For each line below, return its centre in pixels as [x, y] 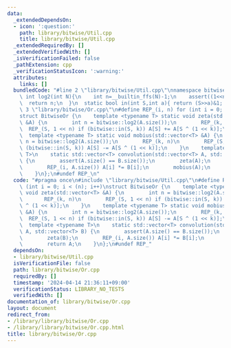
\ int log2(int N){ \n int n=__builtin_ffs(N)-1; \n [98, 97]
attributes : [31, 78]
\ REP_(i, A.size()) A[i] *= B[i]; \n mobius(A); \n [115, 167]
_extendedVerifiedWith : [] [52, 52]
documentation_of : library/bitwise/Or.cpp [69, 302]
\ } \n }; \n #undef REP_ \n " [59, 174]
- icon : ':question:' [44, 26]
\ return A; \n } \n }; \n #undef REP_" [86, 244]
